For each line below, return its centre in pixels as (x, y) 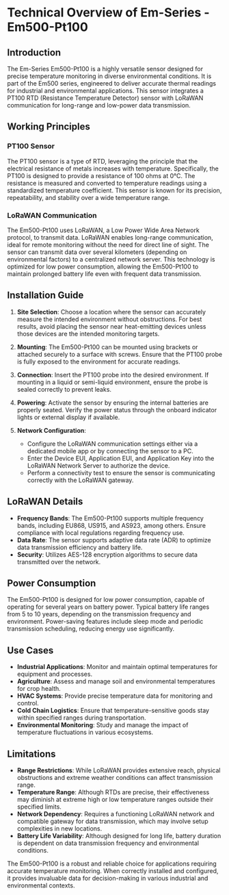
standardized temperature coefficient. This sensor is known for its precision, (114, 190)
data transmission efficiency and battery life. (80, 547)
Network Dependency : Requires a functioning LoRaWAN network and (116, 814)
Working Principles (49, 127)
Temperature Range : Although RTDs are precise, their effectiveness (113, 792)
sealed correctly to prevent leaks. (64, 389)
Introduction (34, 52)
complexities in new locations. (59, 829)
